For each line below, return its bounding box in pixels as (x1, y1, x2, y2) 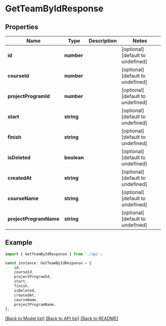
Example (5, 238, 33, 247)
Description (88, 38, 117, 44)
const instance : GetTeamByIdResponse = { (5, 261, 92, 266)
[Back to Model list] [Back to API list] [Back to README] (5, 316, 119, 322)
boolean (64, 154, 84, 161)
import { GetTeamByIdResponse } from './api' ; (5, 251, 103, 257)
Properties (5, 23, 39, 31)
